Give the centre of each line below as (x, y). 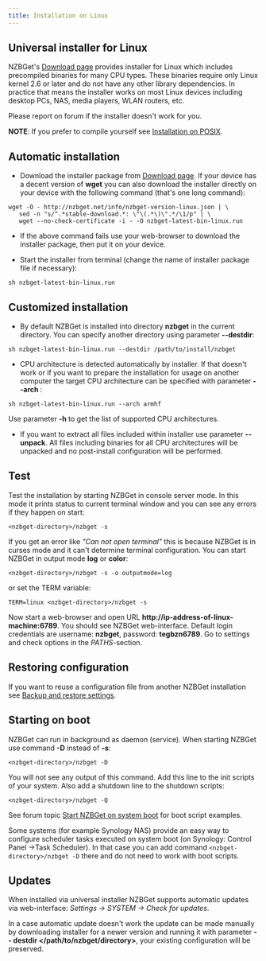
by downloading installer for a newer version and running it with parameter (130, 932)
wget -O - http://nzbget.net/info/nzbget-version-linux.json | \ (118, 208)
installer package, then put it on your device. (93, 244)
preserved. (26, 949)
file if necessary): (48, 268)
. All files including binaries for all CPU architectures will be (141, 443)
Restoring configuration (69, 668)
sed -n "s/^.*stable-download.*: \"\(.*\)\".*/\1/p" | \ (115, 214)
